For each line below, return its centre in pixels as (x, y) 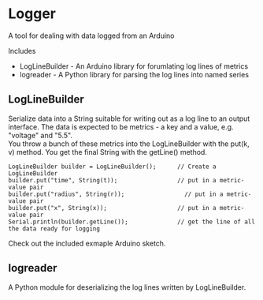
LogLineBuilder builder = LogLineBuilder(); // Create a (112, 167)
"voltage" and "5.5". (41, 135)
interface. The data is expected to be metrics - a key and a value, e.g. (121, 126)
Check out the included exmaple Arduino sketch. (87, 243)
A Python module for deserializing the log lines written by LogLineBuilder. (127, 287)
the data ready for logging (54, 229)
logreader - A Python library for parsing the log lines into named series (134, 74)
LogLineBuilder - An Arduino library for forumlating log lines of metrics (134, 66)
